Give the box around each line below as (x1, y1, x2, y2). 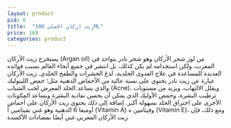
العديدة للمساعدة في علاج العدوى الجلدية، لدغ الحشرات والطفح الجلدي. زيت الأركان (7, 70, 222, 78)
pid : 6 (7, 17, 26, 23)
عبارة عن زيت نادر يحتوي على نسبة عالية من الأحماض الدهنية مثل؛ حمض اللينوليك (7, 76, 215, 85)
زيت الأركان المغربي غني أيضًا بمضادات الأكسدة (7, 113, 128, 121)
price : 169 (7, 29, 39, 36)
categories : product (7, 36, 67, 43)
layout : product (7, 10, 54, 17)
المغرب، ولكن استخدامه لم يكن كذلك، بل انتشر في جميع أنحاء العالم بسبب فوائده (7, 62, 215, 70)
